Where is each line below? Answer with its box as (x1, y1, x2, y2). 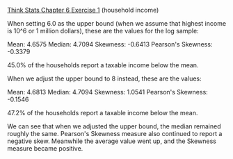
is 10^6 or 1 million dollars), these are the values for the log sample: (7, 27, 200, 35)
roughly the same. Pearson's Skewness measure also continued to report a (7, 130, 223, 137)
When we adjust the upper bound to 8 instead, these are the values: (7, 74, 202, 83)
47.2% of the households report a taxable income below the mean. (7, 109, 198, 117)
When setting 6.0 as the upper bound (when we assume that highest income (7, 19, 227, 27)
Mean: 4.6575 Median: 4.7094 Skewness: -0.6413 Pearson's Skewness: (7, 40, 213, 48)
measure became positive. (7, 144, 83, 152)
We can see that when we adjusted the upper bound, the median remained (7, 122, 221, 131)
